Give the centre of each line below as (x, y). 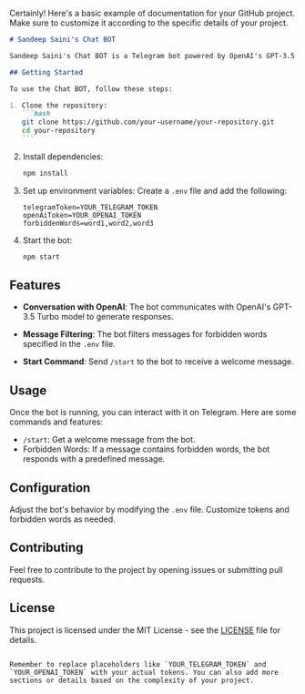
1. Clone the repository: (58, 105)
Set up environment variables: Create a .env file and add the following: (155, 190)
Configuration (50, 488)
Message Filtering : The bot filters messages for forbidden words (145, 334)
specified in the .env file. (69, 344)
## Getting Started (46, 72)
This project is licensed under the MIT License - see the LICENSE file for (145, 630)
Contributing (46, 548)
